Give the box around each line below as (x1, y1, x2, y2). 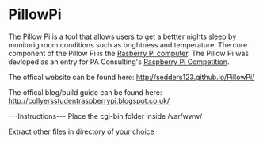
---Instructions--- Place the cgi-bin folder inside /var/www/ (8, 111, 203, 120)
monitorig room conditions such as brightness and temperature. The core (8, 40, 248, 49)
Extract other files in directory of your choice (8, 127, 154, 136)
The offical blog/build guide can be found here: (8, 87, 162, 97)
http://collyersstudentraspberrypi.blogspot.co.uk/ (8, 96, 170, 105)
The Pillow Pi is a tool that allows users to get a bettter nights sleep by (8, 32, 237, 41)
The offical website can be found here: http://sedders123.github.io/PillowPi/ (8, 72, 255, 81)
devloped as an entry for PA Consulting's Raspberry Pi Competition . (8, 57, 230, 66)
